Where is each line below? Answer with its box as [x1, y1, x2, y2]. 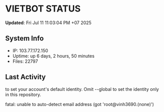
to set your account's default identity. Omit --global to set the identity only [5, 86, 159, 92]
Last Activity [5, 73, 46, 81]
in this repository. [5, 91, 41, 97]
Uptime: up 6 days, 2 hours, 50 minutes [12, 53, 95, 59]
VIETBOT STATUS [5, 3, 81, 15]
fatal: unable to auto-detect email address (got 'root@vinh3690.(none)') [5, 101, 154, 107]
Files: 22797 [12, 58, 38, 64]
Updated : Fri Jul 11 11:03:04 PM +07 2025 [5, 20, 92, 26]
